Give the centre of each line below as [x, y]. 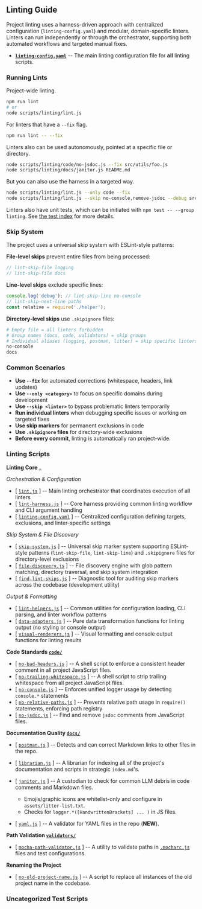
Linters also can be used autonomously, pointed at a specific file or [89, 147]
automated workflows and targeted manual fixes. [67, 43]
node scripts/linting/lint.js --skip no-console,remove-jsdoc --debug [96, 199]
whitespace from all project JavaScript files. [69, 683]
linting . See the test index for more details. [61, 216]
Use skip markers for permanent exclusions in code [79, 426]
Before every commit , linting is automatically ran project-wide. [93, 439]
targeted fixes [32, 419]
